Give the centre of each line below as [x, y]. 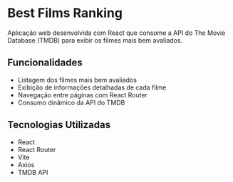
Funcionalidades [45, 63]
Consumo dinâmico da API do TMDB [71, 102]
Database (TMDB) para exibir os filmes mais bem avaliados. [95, 40]
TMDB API [33, 172]
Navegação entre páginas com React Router [83, 95]
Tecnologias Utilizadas [59, 125]
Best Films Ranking [65, 13]
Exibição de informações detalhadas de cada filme [92, 87]
